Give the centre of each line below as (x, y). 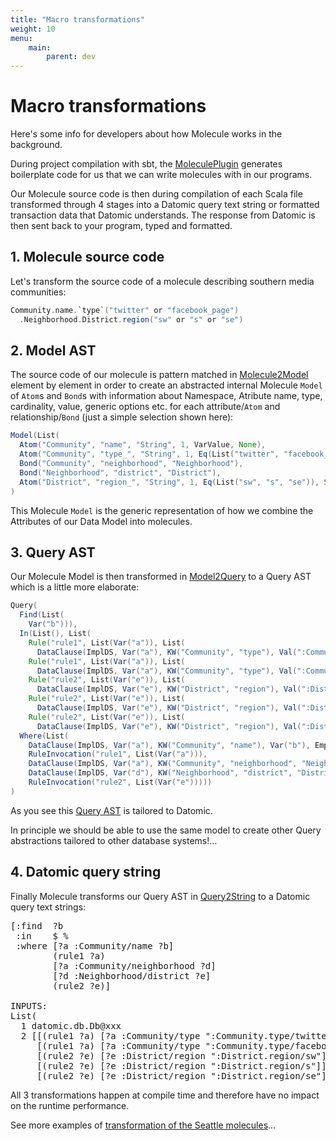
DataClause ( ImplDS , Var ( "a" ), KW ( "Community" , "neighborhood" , (163, 764)
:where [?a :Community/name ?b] (95, 945)
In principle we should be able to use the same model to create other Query (166, 830)
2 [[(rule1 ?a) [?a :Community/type (110, 1035)
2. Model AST (53, 351)
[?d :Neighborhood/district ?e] (132, 975)
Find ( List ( (42, 615)
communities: (38, 292)
